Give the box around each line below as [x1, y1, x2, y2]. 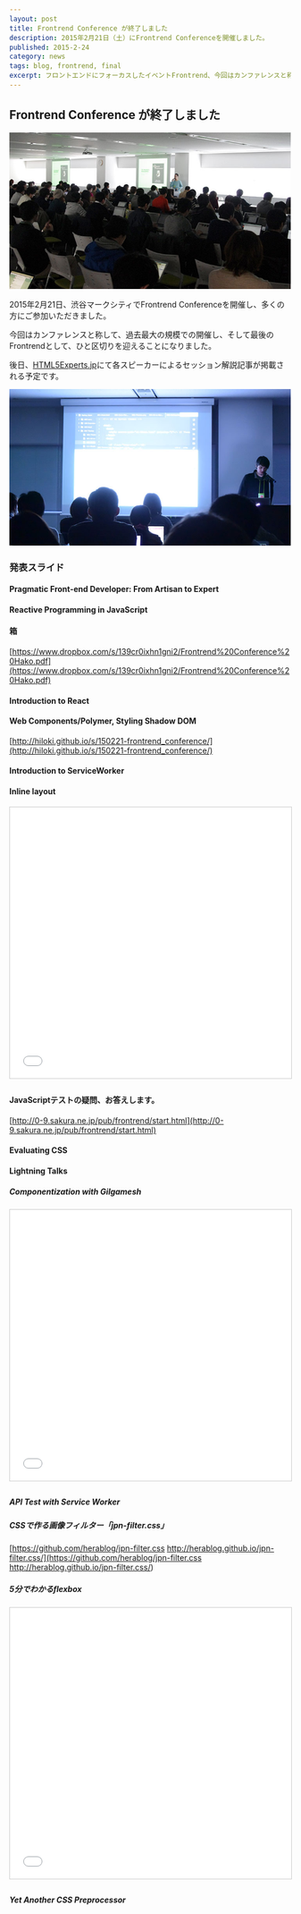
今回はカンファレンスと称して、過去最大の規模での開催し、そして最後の [9, 329, 274, 340]
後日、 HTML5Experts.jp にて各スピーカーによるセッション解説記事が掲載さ [9, 359, 285, 370]
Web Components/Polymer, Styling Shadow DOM [9, 716, 196, 726]
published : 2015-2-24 [9, 43, 90, 52]
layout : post [9, 14, 58, 23]
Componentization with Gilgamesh [9, 1186, 142, 1197]
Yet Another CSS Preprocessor [9, 1894, 127, 1905]
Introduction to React [9, 695, 89, 706]
